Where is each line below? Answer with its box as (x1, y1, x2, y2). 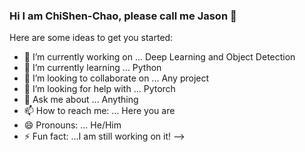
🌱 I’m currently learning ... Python (23, 62, 162, 74)
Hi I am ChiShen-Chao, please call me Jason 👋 (9, 9, 237, 23)
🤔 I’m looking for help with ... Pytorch (23, 83, 176, 95)
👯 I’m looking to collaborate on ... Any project (23, 72, 210, 84)
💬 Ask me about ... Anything (23, 94, 139, 106)
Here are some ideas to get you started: (9, 32, 174, 44)
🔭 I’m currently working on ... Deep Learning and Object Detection (23, 51, 296, 63)
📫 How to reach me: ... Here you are (23, 105, 176, 117)
